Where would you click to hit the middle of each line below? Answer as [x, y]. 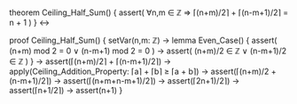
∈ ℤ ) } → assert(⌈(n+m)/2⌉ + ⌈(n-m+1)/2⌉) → [90, 61]
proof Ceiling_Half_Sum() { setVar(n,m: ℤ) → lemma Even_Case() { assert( [143, 40]
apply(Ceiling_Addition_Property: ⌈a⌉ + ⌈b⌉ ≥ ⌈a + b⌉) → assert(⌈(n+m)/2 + [143, 71]
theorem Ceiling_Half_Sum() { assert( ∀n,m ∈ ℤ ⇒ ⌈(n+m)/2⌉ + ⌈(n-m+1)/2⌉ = [149, 12]
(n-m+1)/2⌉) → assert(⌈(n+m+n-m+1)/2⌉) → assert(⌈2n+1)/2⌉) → [125, 81]
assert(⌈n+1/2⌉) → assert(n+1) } [66, 90]
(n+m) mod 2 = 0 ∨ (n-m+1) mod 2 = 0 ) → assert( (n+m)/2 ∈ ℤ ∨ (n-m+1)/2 [148, 51]
